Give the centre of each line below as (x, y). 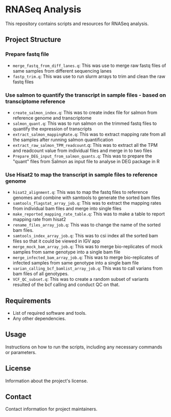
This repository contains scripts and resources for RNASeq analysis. (77, 24)
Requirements (28, 301)
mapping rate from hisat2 (39, 220)
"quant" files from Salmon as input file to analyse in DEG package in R (86, 161)
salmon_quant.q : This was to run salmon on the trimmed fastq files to (85, 123)
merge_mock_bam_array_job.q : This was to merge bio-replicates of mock (88, 247)
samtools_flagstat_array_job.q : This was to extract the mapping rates (87, 203)
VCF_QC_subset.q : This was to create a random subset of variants (81, 279)
